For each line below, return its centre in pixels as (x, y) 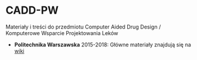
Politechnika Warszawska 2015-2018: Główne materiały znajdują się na (103, 45)
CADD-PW (32, 10)
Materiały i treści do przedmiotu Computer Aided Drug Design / (83, 27)
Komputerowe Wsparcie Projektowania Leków (62, 33)
